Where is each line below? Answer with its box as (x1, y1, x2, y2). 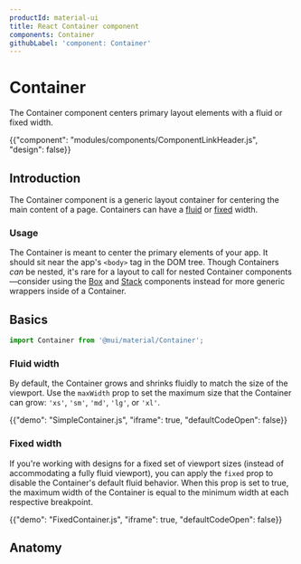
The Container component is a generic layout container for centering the (9, 195, 280, 205)
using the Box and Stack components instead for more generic (52, 276, 286, 287)
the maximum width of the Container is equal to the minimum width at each (9, 486, 289, 498)
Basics (9, 311, 48, 327)
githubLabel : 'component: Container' (9, 38, 152, 48)
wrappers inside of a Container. (9, 286, 127, 297)
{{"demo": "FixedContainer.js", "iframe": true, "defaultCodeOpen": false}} (9, 513, 283, 525)
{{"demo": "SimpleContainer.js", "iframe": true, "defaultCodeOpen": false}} (9, 415, 287, 425)
